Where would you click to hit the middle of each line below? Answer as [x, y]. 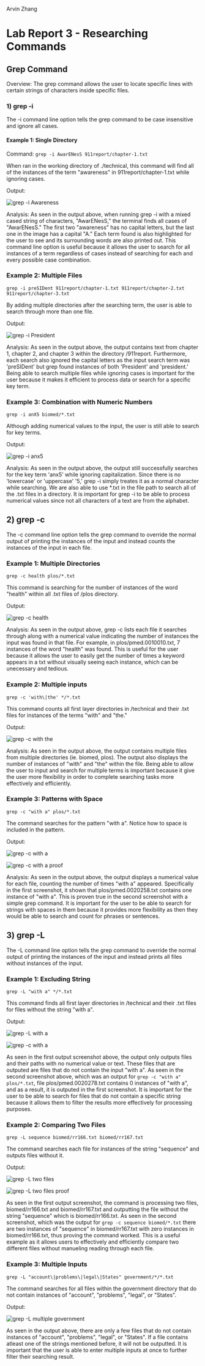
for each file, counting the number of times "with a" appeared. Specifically [100, 884]
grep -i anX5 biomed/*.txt [41, 415]
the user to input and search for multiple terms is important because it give [100, 770]
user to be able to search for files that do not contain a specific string [94, 1096]
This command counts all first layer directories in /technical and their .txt [98, 708]
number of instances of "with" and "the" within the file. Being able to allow [100, 764]
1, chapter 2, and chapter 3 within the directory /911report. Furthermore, [97, 353]
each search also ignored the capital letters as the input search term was [98, 360]
